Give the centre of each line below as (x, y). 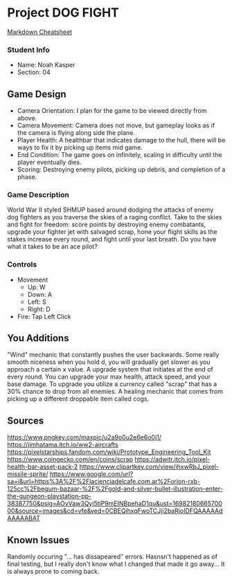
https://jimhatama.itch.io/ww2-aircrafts (63, 445)
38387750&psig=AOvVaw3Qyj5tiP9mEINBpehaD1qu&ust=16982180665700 (115, 504)
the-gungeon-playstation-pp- (50, 496)
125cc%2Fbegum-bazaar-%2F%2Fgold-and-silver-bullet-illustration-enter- (115, 489)
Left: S (37, 302)
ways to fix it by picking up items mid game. (80, 147)
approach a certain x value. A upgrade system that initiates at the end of (110, 370)
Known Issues (38, 540)
